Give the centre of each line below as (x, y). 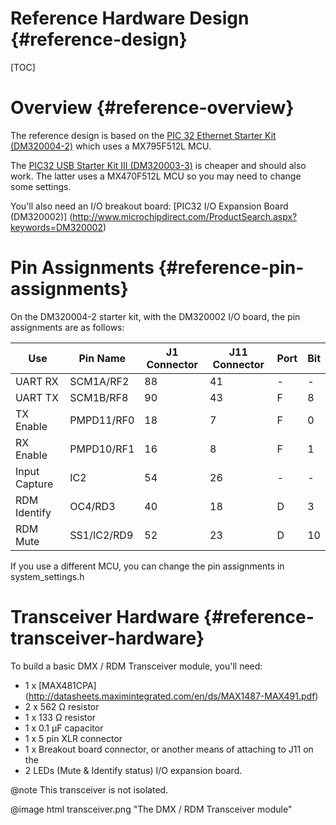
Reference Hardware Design (130, 18)
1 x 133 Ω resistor (60, 717)
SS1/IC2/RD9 (101, 535)
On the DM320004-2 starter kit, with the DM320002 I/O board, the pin (155, 316)
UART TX (37, 397)
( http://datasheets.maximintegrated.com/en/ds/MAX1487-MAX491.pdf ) (171, 696)
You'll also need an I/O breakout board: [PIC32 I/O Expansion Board (149, 206)
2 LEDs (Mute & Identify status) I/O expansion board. (133, 770)
